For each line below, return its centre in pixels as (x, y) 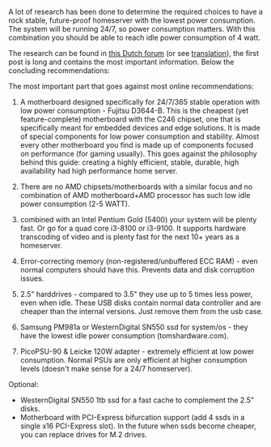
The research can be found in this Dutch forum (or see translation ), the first (133, 53)
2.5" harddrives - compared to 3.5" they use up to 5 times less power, (136, 294)
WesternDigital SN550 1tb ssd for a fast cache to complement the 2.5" (137, 400)
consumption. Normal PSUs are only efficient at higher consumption (133, 360)
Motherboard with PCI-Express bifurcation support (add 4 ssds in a (132, 417)
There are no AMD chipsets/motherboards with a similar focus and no (136, 187)
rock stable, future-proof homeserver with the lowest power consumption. (132, 20)
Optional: (23, 384)
